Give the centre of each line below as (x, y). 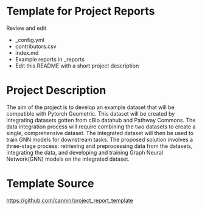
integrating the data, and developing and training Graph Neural (85, 152)
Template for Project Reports (81, 11)
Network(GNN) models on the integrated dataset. (68, 159)
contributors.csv (36, 46)
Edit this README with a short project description (77, 66)
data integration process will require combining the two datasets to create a (101, 127)
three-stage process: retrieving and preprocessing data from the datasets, (99, 146)
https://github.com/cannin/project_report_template (70, 200)
